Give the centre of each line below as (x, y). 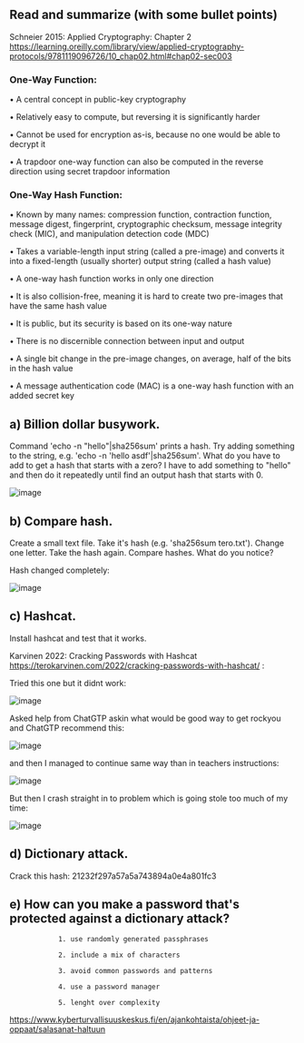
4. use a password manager (109, 987)
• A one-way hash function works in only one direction (112, 279)
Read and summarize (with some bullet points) (144, 15)
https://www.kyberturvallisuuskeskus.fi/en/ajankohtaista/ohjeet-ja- (135, 1019)
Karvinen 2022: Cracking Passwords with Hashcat (103, 655)
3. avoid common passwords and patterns (135, 971)
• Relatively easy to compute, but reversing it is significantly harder (135, 117)
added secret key (42, 396)
